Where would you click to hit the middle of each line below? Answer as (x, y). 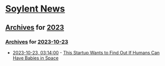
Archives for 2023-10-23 (37, 42)
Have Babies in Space (36, 58)
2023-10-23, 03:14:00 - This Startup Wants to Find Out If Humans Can (86, 52)
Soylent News (35, 9)
